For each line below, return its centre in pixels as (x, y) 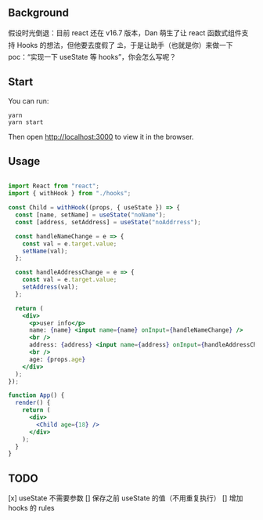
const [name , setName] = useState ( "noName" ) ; (91, 215)
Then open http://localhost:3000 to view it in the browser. (101, 136)
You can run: (29, 100)
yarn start (26, 122)
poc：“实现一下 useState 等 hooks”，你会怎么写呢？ (92, 56)
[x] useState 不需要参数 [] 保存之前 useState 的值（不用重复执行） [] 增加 (126, 498)
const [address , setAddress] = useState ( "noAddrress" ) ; (108, 222)
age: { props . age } (57, 359)
